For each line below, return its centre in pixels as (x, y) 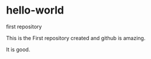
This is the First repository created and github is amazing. (76, 38)
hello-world (35, 10)
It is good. (18, 49)
